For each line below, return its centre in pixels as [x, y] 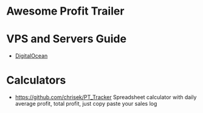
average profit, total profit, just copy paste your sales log [86, 104]
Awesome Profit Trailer [65, 11]
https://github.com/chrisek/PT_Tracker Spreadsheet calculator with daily [106, 97]
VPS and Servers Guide [66, 39]
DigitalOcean [31, 56]
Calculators [36, 80]
